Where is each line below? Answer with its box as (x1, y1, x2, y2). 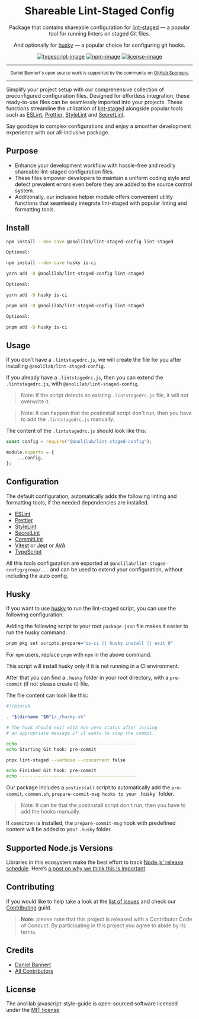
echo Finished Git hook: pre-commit (6, 768, 97, 774)
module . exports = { (6, 449, 54, 455)
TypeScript (14, 548, 42, 555)
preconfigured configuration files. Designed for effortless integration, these (6, 92, 190, 99)
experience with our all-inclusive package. (6, 128, 110, 136)
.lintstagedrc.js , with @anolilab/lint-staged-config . (6, 380, 139, 387)
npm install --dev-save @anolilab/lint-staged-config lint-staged (6, 239, 174, 245)
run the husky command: (6, 629, 67, 636)
